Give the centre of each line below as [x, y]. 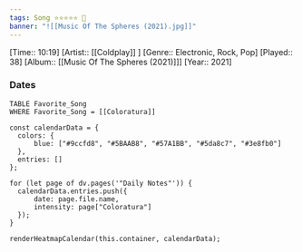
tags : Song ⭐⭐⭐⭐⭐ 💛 [48, 18]
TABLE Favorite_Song [49, 104]
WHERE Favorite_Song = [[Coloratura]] [83, 111]
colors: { [36, 136]
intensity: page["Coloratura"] [93, 207]
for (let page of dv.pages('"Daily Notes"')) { [101, 183]
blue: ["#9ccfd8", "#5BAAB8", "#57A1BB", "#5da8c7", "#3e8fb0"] [157, 143]
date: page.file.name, [76, 199]
